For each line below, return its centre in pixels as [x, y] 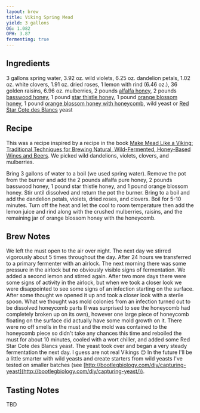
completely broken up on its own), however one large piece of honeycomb [98, 315]
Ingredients [28, 64]
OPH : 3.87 [19, 34]
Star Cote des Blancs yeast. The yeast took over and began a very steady [97, 346]
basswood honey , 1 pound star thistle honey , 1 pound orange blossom [92, 97]
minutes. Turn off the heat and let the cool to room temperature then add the [100, 205]
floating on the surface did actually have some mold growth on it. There [94, 320]
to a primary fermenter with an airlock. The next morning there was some [96, 264]
